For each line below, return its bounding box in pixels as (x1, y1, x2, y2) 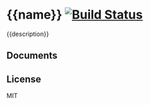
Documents (6, 50, 58, 61)
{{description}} (6, 30, 49, 38)
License (6, 73, 41, 85)
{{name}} (6, 7, 63, 23)
